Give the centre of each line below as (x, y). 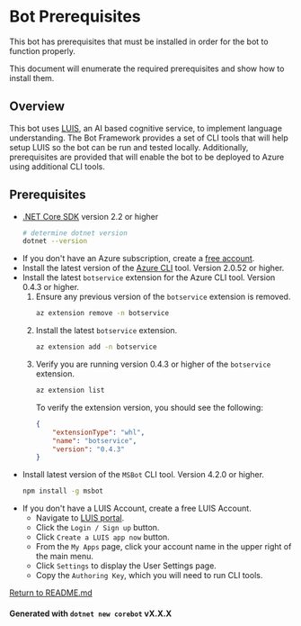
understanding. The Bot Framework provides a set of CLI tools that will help (149, 138)
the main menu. (65, 557)
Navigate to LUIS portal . (80, 518)
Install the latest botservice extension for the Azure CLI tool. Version (149, 277)
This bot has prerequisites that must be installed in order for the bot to (139, 41)
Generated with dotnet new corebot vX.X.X (91, 613)
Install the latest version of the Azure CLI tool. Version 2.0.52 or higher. (153, 268)
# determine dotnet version (75, 233)
